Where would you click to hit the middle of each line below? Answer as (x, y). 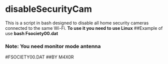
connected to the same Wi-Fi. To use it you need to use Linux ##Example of (84, 28)
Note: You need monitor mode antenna (53, 46)
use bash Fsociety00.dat (32, 33)
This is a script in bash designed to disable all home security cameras (77, 23)
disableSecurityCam (49, 9)
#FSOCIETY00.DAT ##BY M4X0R (39, 57)
